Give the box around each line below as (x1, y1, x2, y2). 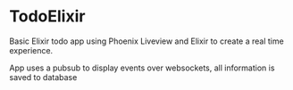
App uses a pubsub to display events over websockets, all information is (9, 62, 275, 73)
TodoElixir (9, 6, 86, 27)
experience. (9, 45, 54, 55)
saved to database (9, 71, 78, 82)
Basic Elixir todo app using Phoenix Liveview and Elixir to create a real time (9, 36, 284, 46)
